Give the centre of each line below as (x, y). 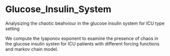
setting (12, 28)
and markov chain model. (32, 49)
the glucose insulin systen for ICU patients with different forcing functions (82, 43)
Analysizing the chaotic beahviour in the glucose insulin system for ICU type (85, 23)
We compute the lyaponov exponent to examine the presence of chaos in (82, 38)
